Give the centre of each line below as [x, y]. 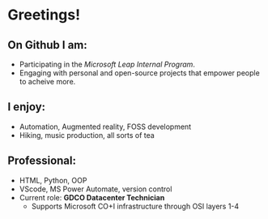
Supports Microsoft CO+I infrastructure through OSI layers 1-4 [135, 206]
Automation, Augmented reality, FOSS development [105, 127]
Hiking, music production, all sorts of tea [87, 135]
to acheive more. [47, 82]
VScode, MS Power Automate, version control [96, 189]
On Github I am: [48, 45]
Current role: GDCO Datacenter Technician [92, 197]
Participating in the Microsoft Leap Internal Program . [107, 64]
